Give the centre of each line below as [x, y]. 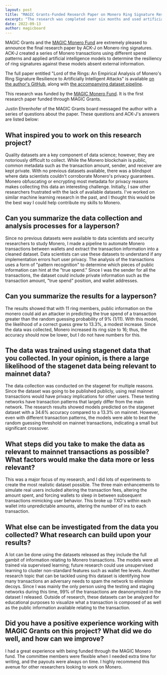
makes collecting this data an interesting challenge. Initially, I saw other [78, 186]
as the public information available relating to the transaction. [68, 608]
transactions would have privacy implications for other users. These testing [82, 396]
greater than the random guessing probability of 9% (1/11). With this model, [82, 319]
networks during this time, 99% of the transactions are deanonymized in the [83, 592]
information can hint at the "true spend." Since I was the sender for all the [80, 270]
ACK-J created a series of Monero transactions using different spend [76, 53]
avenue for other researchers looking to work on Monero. [64, 667]
